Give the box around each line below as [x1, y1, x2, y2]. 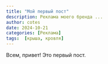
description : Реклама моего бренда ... [6, 14, 103, 20]
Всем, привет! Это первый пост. [6, 52, 86, 58]
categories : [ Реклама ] [6, 30, 61, 36]
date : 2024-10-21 [6, 24, 48, 31]
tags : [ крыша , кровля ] [6, 35, 64, 41]
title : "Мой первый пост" [6, 8, 69, 15]
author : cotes [6, 19, 41, 25]
